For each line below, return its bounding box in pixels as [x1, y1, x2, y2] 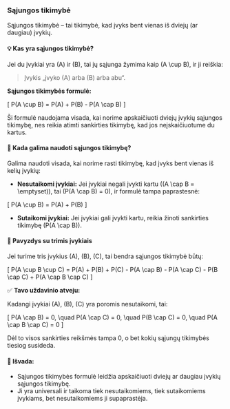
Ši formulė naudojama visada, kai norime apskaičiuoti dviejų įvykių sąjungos [7, 113, 222, 122]
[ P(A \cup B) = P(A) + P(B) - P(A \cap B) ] [7, 100, 126, 108]
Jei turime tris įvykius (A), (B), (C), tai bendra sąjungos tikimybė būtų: [7, 252, 204, 260]
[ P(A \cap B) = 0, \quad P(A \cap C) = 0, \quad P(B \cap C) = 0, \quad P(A [7, 313, 218, 322]
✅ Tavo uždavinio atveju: [7, 286, 81, 294]
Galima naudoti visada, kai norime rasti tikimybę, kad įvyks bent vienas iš [7, 159, 214, 167]
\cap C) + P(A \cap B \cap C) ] [7, 273, 93, 281]
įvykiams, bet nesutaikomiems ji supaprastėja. [17, 395, 148, 403]
